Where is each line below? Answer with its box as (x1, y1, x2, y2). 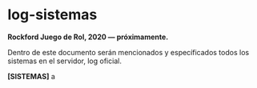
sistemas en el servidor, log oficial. (7, 56, 122, 66)
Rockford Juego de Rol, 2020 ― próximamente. (7, 32, 169, 42)
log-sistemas (7, 6, 98, 24)
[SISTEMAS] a (7, 71, 55, 81)
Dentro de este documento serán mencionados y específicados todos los (7, 47, 250, 57)
